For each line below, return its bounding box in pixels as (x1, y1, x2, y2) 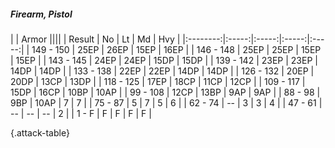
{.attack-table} (10, 126, 70, 139)
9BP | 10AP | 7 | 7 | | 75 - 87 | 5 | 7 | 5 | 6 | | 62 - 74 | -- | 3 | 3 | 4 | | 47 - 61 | (10, 96, 323, 109)
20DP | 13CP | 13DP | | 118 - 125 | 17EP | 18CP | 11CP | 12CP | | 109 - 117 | (10, 75, 306, 87)
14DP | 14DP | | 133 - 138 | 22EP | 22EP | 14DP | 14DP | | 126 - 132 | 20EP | (10, 65, 315, 77)
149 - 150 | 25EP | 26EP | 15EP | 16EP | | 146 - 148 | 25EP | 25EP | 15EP (31, 43, 322, 55)
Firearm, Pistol (10, 8, 73, 20)
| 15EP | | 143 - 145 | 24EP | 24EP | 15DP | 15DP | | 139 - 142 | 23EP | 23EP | (10, 54, 318, 66)
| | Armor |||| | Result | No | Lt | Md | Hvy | (10, 33, 181, 45)
